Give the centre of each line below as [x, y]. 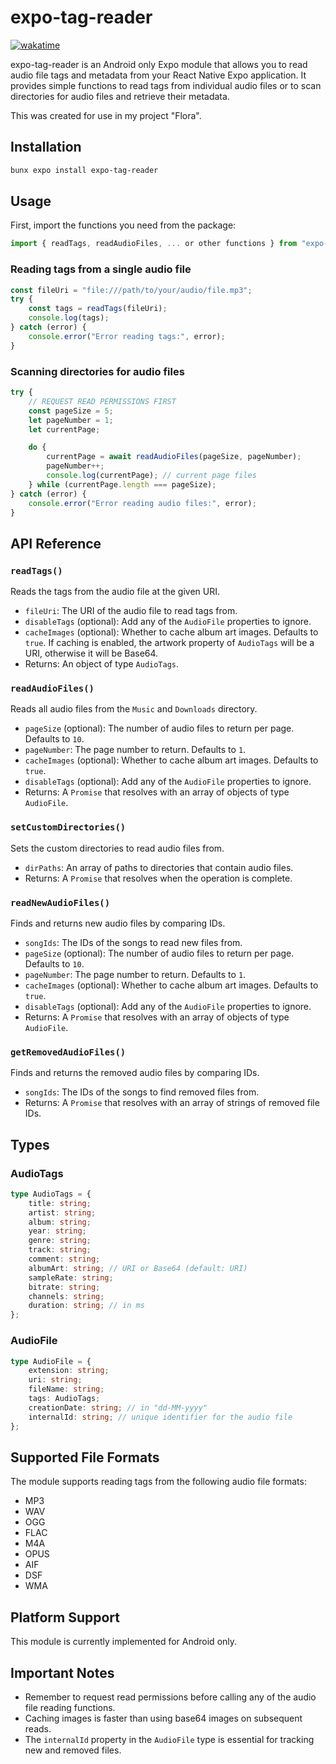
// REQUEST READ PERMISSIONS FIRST [102, 401]
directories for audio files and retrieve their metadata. [120, 96]
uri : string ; [55, 1380]
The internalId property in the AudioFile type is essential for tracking [169, 1739]
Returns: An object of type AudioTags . [102, 664]
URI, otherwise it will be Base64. [91, 653]
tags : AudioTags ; [64, 1399]
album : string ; [60, 1222]
